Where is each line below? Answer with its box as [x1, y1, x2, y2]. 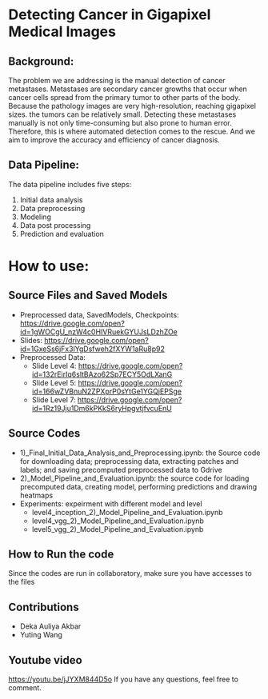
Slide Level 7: [31, 394, 76, 405]
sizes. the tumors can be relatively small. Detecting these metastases [8, 110, 237, 119]
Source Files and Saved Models [8, 289, 168, 302]
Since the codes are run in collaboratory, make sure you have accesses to [8, 569, 252, 578]
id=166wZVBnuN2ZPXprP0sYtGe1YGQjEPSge [31, 386, 182, 396]
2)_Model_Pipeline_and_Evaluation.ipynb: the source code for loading [19, 473, 250, 483]
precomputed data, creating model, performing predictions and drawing [19, 481, 258, 491]
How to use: [8, 258, 90, 275]
